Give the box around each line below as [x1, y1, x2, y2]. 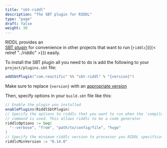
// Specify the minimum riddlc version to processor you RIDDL [5, 135, 139, 140]
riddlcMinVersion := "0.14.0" [5, 139, 68, 144]
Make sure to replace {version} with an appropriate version [5, 83, 127, 89]
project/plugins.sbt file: [5, 65, 57, 71]
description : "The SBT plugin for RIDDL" [5, 12, 92, 17]
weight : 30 [5, 26, 28, 31]
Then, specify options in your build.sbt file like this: [5, 93, 112, 99]
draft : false [5, 21, 32, 26]
